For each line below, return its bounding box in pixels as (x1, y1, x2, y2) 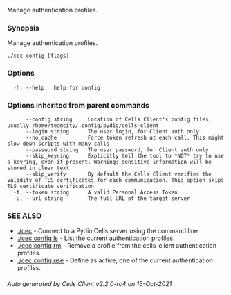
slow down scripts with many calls (7, 140, 110, 147)
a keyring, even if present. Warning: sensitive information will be (7, 158, 212, 165)
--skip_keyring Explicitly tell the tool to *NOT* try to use (25, 152, 225, 159)
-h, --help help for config (13, 84, 100, 91)
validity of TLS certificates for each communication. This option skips (7, 176, 225, 183)
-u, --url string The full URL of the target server (13, 194, 190, 202)
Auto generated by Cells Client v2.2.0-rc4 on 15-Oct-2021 (7, 279, 172, 287)
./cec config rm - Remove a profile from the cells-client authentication (17, 242, 217, 250)
